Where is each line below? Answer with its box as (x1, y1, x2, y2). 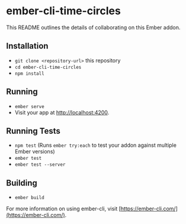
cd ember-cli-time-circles (14, 64, 82, 70)
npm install (14, 70, 44, 77)
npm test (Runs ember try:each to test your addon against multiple (14, 141, 177, 149)
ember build (14, 195, 44, 201)
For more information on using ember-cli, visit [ (6, 205, 121, 212)
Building (6, 178, 37, 188)
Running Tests (6, 126, 60, 136)
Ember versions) (14, 148, 55, 155)
